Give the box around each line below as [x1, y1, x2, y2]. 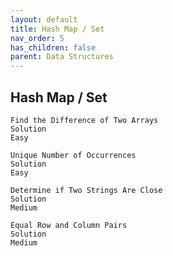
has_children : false [10, 42, 97, 53]
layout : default [10, 14, 78, 25]
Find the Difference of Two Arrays [10, 115, 159, 125]
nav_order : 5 [10, 33, 65, 43]
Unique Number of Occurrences [10, 150, 137, 160]
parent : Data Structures [10, 52, 114, 62]
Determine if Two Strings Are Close [10, 185, 163, 195]
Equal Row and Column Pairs [10, 220, 128, 230]
